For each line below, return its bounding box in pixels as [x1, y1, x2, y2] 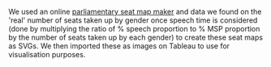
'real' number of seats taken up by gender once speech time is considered [8, 15, 258, 25]
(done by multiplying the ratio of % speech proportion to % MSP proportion [8, 24, 260, 33]
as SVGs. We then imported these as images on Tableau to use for [8, 41, 230, 51]
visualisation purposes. [8, 50, 86, 59]
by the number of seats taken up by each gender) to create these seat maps [8, 32, 264, 42]
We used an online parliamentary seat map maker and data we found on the [8, 7, 262, 16]
